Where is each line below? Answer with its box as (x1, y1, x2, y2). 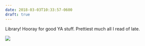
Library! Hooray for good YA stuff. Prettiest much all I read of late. (5, 25, 140, 31)
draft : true (5, 12, 30, 17)
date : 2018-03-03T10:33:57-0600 (5, 7, 72, 12)
